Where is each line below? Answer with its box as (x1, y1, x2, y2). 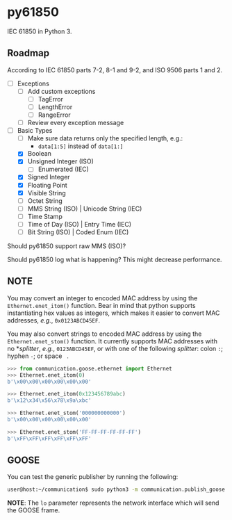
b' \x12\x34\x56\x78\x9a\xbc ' (7, 397, 92, 404)
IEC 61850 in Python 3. (7, 27, 72, 35)
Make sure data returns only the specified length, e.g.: (27, 134, 183, 143)
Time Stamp (27, 212, 63, 220)
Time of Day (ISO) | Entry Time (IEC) (27, 220, 132, 228)
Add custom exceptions (27, 87, 96, 95)
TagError (38, 95, 64, 103)
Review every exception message (27, 119, 124, 127)
